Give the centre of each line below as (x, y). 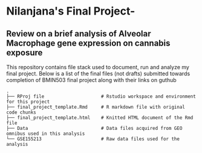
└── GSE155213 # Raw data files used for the (93, 139)
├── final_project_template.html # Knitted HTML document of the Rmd (100, 118)
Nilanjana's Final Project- (71, 11)
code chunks (21, 112)
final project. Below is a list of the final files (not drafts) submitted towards (98, 73)
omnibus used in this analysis (46, 134)
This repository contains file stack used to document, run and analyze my (98, 67)
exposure (24, 53)
